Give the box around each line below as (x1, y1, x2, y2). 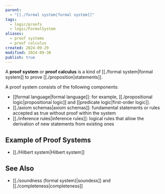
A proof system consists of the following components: (5, 84, 119, 90)
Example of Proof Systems (5, 135, 91, 144)
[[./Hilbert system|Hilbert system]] (12, 149, 85, 155)
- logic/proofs (10, 21, 42, 27)
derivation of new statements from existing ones (12, 121, 115, 127)
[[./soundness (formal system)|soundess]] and (12, 178, 111, 183)
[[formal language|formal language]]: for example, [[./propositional (12, 94, 153, 100)
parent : (5, 7, 22, 13)
